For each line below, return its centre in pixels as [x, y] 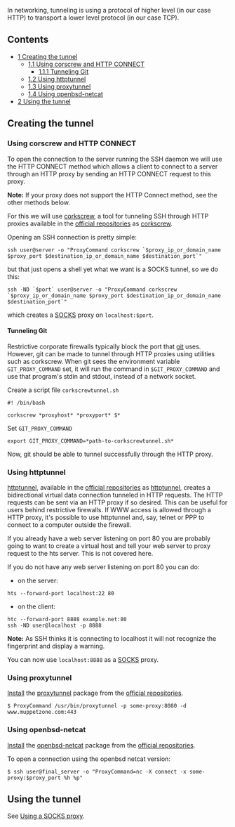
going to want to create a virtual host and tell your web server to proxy [109, 546]
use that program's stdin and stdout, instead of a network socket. [102, 376]
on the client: [36, 606]
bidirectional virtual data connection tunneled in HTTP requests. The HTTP [115, 495]
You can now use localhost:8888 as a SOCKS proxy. [83, 659]
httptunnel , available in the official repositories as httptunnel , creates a [109, 487]
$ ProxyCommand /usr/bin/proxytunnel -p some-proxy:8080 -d [97, 706]
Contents [28, 40]
